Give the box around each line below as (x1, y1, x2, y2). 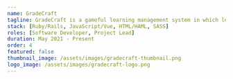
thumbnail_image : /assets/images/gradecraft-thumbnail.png (7, 55, 182, 62)
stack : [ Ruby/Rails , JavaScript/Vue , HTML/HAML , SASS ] (7, 23, 169, 30)
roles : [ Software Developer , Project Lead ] (7, 29, 135, 36)
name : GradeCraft (7, 10, 58, 17)
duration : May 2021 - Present (7, 36, 95, 43)
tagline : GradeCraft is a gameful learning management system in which (7, 16, 218, 23)
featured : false (7, 49, 54, 56)
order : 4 (7, 42, 33, 49)
